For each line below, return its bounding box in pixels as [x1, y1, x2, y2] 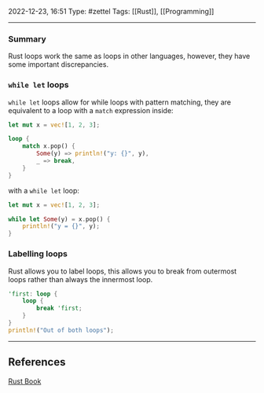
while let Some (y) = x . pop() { [8, 215, 111, 223]
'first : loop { [8, 290, 58, 298]
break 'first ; [36, 304, 82, 313]
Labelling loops [8, 248, 68, 259]
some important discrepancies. [8, 60, 108, 69]
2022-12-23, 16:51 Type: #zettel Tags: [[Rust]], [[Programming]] [8, 7, 214, 16]
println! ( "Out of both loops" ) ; [8, 326, 114, 334]
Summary [8, 33, 47, 44]
